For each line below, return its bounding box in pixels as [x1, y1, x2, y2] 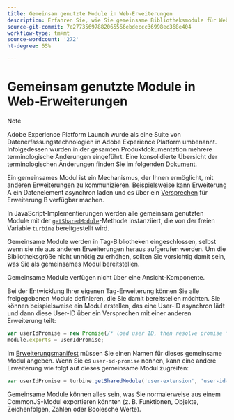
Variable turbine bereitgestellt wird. [7, 224, 110, 232]
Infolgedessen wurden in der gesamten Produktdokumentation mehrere [7, 144, 212, 153]
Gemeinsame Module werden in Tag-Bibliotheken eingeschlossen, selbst [7, 237, 217, 246]
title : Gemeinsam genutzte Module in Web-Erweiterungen [7, 10, 173, 17]
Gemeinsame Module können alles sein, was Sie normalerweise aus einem [7, 390, 221, 398]
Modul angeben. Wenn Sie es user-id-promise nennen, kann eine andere [7, 357, 217, 365]
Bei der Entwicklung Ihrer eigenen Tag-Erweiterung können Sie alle [7, 287, 200, 295]
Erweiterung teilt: [7, 316, 56, 324]
